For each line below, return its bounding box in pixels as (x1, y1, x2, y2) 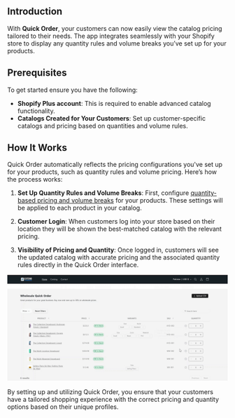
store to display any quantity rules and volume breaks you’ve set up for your (7, 39, 227, 48)
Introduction (7, 6, 63, 18)
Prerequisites (7, 67, 67, 79)
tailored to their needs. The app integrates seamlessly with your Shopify (7, 32, 215, 40)
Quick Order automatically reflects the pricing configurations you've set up (7, 161, 222, 169)
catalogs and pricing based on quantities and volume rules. (17, 121, 189, 130)
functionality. (17, 107, 55, 115)
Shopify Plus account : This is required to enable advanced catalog (17, 99, 211, 107)
